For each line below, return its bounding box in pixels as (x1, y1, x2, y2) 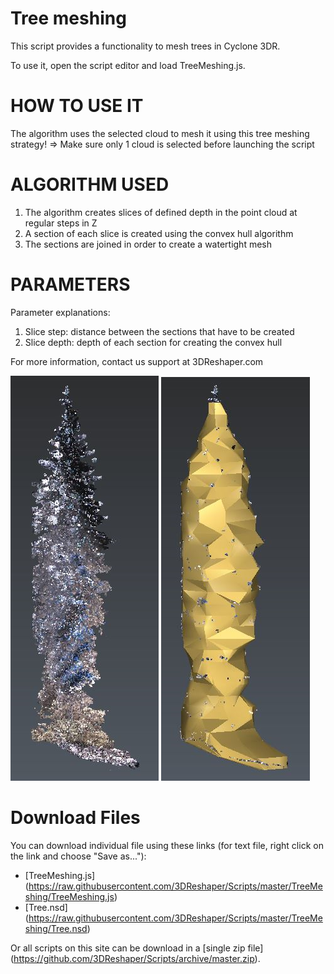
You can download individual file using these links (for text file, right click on (10, 839, 324, 851)
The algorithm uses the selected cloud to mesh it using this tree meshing (10, 127, 310, 139)
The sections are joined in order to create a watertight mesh (24, 238, 272, 250)
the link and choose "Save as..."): (10, 850, 147, 862)
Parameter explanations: (10, 306, 111, 318)
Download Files (10, 806, 141, 829)
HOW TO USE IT (10, 95, 144, 117)
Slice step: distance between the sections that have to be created (24, 325, 295, 337)
